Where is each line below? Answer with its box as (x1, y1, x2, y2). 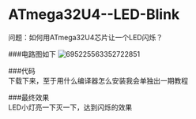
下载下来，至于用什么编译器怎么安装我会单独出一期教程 (8, 76, 188, 85)
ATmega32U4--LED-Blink (8, 6, 180, 24)
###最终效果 (8, 92, 50, 102)
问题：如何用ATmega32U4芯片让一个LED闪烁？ (8, 32, 164, 42)
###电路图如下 (8, 49, 57, 58)
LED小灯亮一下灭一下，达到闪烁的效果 (8, 102, 133, 112)
